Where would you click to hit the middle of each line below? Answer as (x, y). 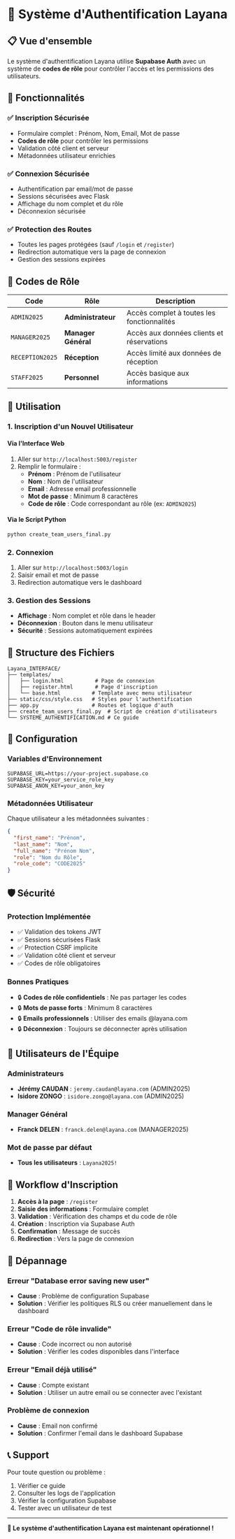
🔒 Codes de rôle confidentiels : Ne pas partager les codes (102, 998)
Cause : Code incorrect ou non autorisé (74, 1344)
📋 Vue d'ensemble (50, 41)
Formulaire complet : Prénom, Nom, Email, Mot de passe (99, 133)
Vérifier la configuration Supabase (67, 1501)
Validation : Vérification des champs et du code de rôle (97, 1217)
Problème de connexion (48, 1410)
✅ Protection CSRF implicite (57, 947)
